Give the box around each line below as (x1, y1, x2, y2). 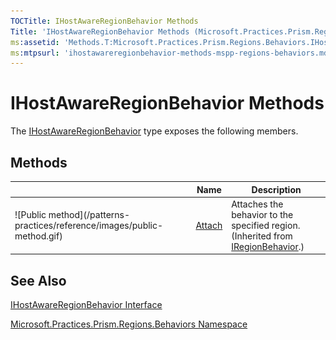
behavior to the (231, 208, 294, 220)
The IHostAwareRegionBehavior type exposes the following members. (10, 125, 299, 137)
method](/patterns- (48, 208, 131, 220)
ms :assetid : (10, 37, 60, 47)
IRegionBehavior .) (231, 240, 305, 252)
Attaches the (231, 198, 284, 210)
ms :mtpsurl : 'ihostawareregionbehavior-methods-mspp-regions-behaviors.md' (10, 48, 333, 58)
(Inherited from (231, 230, 293, 242)
